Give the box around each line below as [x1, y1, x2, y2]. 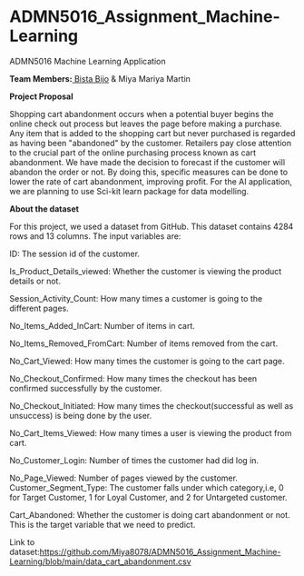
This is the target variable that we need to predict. [9, 519, 196, 530]
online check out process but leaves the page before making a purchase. [9, 118, 283, 129]
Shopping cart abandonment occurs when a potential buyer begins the [9, 108, 274, 119]
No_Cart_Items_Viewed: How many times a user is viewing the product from [9, 427, 292, 438]
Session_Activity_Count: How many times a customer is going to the [9, 293, 263, 303]
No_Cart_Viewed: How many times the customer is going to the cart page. [9, 355, 285, 366]
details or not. [9, 275, 62, 286]
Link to [9, 536, 35, 547]
